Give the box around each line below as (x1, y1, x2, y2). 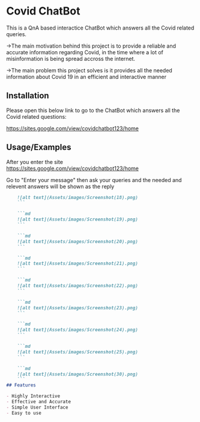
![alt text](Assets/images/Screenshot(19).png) (17, 216, 138, 222)
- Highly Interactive (6, 393, 61, 399)
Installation (6, 90, 49, 101)
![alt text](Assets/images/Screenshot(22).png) (17, 283, 138, 289)
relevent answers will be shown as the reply (6, 183, 115, 190)
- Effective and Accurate (6, 399, 71, 405)
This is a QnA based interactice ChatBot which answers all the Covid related (6, 24, 195, 31)
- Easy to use (6, 410, 42, 416)
